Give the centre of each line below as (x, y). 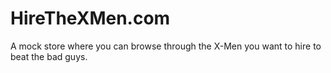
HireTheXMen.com (90, 18)
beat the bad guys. (49, 56)
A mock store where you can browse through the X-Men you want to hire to (166, 46)
